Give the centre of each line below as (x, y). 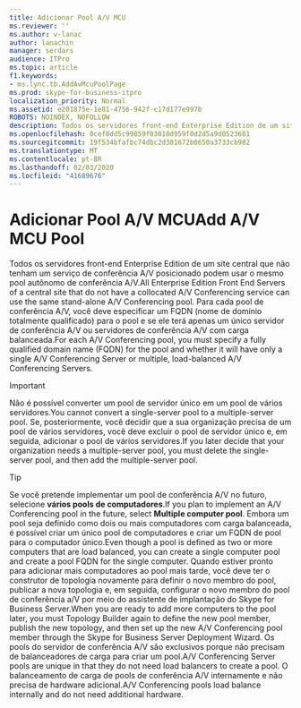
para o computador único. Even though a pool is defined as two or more (141, 542)
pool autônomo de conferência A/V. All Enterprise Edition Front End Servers (147, 283)
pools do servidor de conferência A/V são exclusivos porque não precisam (147, 647)
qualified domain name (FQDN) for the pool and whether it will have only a (146, 349)
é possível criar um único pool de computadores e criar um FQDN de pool (146, 533)
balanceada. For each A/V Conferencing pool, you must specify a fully (138, 340)
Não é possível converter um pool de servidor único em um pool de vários (146, 403)
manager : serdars (42, 51)
